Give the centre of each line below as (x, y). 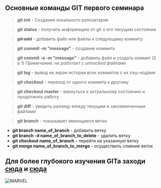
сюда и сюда (26, 169)
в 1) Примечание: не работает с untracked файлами (71, 63)
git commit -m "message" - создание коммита (66, 48)
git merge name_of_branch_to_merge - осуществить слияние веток (82, 146)
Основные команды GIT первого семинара (75, 8)
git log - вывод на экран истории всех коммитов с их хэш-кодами (86, 72)
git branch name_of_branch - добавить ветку (59, 130)
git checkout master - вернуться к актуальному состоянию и (81, 91)
